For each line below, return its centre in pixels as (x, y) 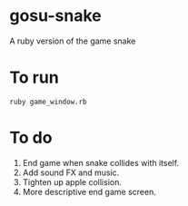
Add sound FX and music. (71, 172)
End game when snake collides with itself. (101, 162)
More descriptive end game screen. (89, 191)
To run (34, 78)
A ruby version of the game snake (73, 41)
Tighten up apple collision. (72, 181)
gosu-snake (55, 16)
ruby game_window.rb (49, 102)
